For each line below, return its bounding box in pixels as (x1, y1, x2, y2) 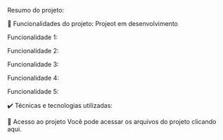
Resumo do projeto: (7, 6, 65, 14)
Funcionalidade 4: (7, 73, 60, 82)
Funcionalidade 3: (7, 60, 59, 69)
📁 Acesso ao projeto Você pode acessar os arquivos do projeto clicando (7, 118, 217, 125)
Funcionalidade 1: (7, 33, 58, 41)
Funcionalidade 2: (7, 47, 59, 55)
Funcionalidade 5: (7, 87, 59, 95)
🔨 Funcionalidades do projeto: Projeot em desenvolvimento (7, 20, 178, 27)
